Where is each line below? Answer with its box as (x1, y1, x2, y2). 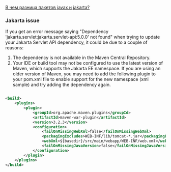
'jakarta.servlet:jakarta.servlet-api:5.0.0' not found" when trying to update (5, 34, 160, 40)
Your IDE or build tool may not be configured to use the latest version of (12, 60, 163, 66)
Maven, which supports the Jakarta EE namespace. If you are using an (12, 66, 161, 72)
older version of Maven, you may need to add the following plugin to (12, 71, 156, 77)
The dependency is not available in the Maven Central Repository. (12, 54, 151, 61)
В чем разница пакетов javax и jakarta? (5, 5, 90, 10)
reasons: (5, 45, 24, 51)
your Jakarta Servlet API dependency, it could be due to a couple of (5, 39, 148, 45)
